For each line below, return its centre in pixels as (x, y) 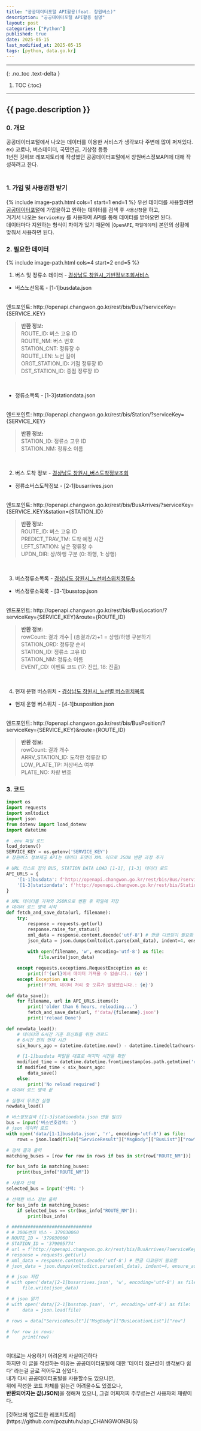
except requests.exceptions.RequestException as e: (83, 968)
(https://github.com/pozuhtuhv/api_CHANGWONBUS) (72, 1421)
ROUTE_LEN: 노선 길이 (48, 356)
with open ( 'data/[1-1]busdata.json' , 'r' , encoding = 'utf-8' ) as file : (96, 1134)
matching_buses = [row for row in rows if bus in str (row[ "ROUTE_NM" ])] (99, 1156)
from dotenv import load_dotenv (46, 824)
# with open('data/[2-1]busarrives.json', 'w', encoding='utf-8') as (95, 1282)
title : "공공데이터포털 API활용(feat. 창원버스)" (61, 12)
